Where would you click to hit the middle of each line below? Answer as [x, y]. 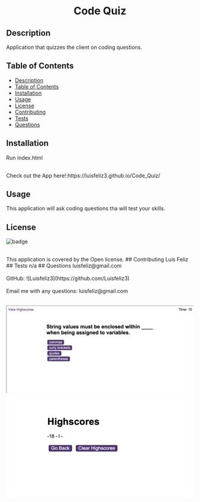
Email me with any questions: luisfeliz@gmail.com [67, 291]
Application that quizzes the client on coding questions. [74, 47]
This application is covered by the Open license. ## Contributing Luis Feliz [97, 260]
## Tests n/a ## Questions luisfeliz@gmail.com [64, 266]
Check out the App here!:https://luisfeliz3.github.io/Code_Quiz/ [83, 175]
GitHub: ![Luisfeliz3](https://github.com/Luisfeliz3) [68, 279]
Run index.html [24, 158]
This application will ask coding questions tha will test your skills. [86, 208]
